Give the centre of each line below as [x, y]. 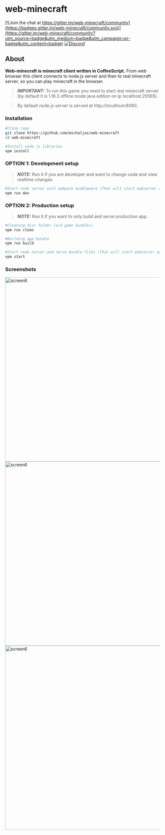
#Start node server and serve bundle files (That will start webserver [80, 252]
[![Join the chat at [23, 23]
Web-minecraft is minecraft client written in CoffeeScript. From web [76, 71]
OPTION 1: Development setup [42, 164]
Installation [19, 118]
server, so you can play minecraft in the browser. [55, 81]
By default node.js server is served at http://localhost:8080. [77, 105]
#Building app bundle [27, 239]
